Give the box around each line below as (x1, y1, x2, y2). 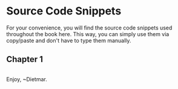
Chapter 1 (6, 54, 44, 64)
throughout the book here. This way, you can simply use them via (6, 30, 170, 37)
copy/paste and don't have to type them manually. (6, 37, 131, 44)
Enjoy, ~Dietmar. (6, 75, 47, 82)
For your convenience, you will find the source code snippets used (6, 24, 173, 31)
